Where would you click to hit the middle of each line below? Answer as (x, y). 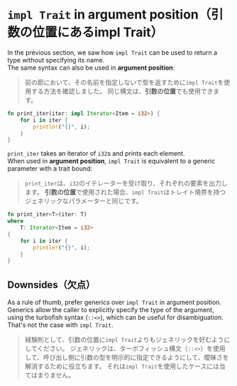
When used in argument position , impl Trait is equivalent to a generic (111, 161)
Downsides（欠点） (51, 285)
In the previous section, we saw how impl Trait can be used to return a (112, 52)
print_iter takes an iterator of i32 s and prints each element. (96, 154)
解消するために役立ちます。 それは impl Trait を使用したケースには (122, 366)
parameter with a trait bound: (50, 168)
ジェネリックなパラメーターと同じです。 (83, 201)
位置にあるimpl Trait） (98, 32)
